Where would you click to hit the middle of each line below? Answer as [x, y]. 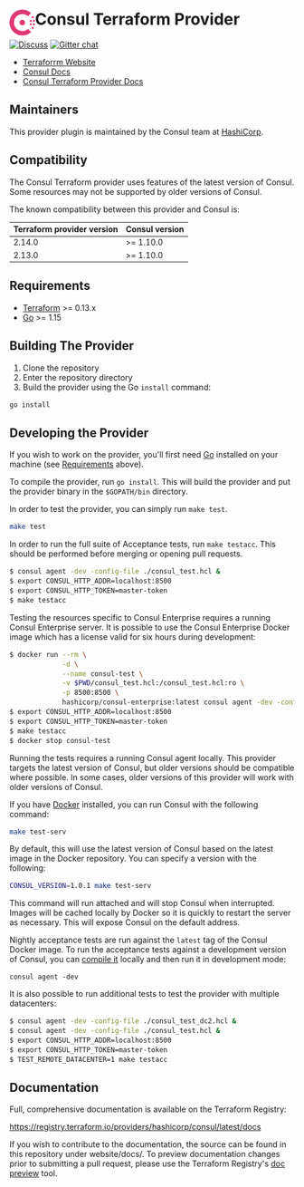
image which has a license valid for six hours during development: [133, 637]
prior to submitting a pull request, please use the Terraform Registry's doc [147, 1163]
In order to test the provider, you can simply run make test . [119, 509]
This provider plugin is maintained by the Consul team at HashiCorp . [137, 131]
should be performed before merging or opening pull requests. [126, 554]
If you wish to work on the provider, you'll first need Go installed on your [144, 455]
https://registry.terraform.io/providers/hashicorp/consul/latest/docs [135, 1127]
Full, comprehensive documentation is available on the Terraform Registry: [148, 1109]
